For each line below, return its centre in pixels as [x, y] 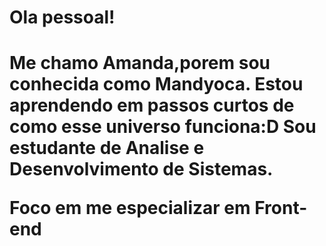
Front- [281, 208]
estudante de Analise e [107, 148]
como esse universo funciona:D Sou [163, 127]
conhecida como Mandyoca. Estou [156, 84]
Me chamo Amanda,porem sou [140, 63]
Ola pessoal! [62, 17]
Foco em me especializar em [130, 208]
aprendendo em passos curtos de [152, 105]
